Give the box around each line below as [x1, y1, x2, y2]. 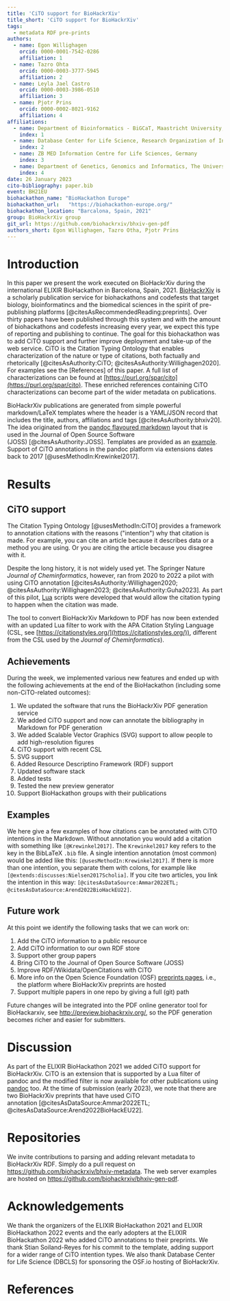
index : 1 [19, 131, 44, 138]
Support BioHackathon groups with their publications [16, 789, 167, 797]
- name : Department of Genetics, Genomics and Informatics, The [13, 162, 201, 170]
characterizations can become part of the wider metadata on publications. [7, 388, 217, 396]
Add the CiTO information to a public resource [16, 936, 147, 945]
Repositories [7, 1130, 81, 1145]
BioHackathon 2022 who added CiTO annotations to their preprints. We [7, 1235, 209, 1244]
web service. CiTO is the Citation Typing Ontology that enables [7, 344, 185, 353]
